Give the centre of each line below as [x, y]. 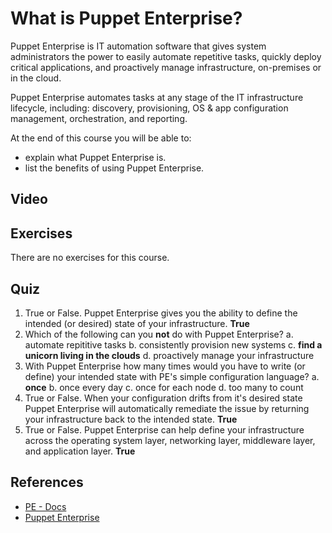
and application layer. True [80, 451]
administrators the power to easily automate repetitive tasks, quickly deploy [166, 56]
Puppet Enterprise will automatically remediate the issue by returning [167, 408]
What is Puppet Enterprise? [126, 18]
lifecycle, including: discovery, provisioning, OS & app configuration [149, 108]
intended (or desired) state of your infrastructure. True [137, 323]
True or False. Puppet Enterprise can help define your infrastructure [164, 429]
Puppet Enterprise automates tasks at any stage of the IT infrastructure [157, 97]
